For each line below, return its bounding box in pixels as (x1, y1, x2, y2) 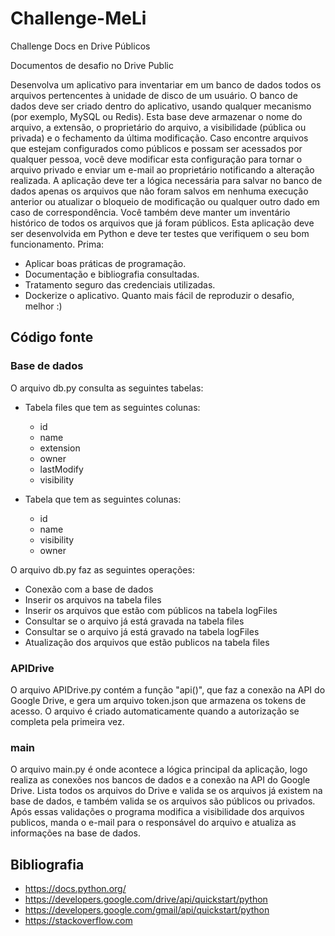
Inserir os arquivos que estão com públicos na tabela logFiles (24, 604, 278, 616)
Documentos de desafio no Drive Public (10, 59, 174, 71)
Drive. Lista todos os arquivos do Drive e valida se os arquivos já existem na (10, 785, 323, 797)
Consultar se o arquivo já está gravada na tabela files (24, 615, 245, 627)
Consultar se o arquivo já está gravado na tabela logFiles (24, 625, 260, 637)
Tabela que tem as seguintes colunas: (24, 493, 182, 505)
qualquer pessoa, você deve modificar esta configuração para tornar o (10, 153, 303, 165)
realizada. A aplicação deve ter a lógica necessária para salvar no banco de (10, 174, 323, 186)
